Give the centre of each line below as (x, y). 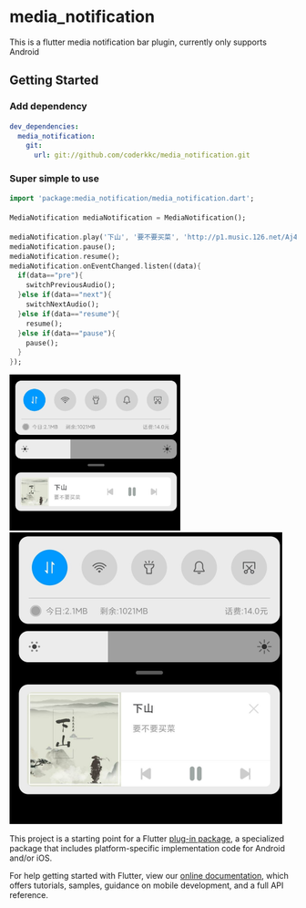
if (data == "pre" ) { (51, 275)
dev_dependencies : (44, 126)
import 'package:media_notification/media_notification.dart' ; (132, 199)
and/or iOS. (31, 858)
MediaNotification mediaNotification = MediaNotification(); (128, 218)
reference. (29, 894)
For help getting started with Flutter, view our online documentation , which (149, 875)
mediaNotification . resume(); (65, 256)
